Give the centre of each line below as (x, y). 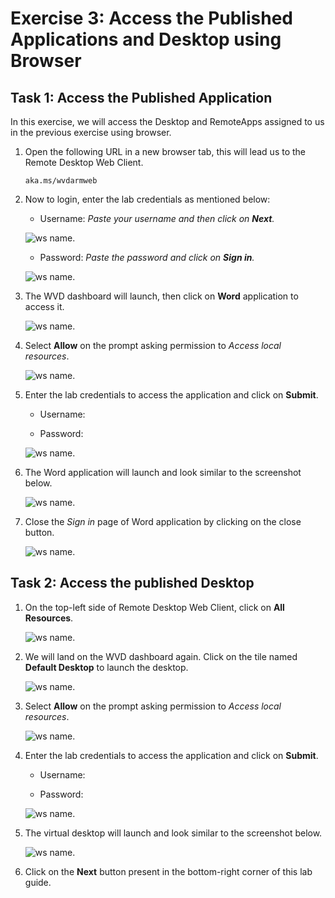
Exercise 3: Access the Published (151, 18)
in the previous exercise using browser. (91, 132)
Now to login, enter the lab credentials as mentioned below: (147, 199)
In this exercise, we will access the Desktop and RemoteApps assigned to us (167, 121)
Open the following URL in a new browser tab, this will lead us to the (165, 151)
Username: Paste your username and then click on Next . (157, 218)
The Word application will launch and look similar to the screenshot (163, 472)
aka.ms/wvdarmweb (61, 181)
